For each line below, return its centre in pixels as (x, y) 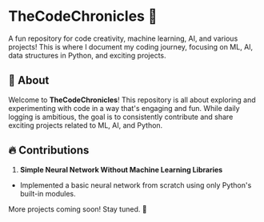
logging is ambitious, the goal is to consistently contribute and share (121, 117)
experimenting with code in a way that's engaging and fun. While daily (124, 108)
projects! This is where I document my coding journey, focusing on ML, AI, (131, 46)
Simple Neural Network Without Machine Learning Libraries (121, 169)
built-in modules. (48, 193)
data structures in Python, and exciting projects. (87, 55)
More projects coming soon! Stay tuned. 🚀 (78, 209)
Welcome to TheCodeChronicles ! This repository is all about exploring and (132, 100)
